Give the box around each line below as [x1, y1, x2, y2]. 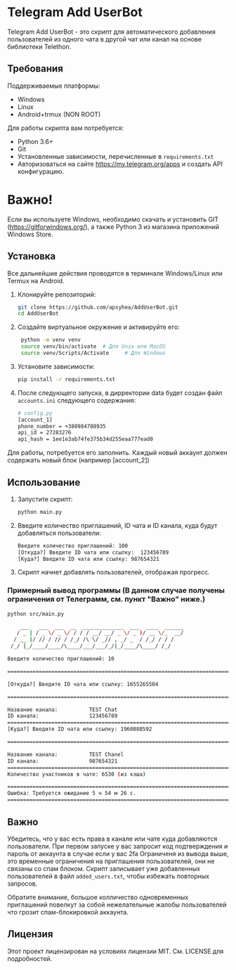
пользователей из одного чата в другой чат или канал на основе [7, 34, 202, 43]
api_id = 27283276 [17, 429, 72, 436]
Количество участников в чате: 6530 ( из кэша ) [7, 770, 146, 777]
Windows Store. [7, 230, 54, 238]
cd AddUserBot [17, 310, 59, 317]
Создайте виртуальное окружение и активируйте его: [17, 323, 181, 331]
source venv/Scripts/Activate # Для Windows [20, 349, 166, 356]
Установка [7, 250, 56, 262]
